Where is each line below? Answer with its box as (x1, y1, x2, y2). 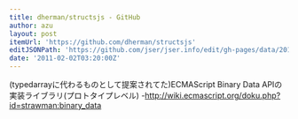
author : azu (9, 21, 53, 30)
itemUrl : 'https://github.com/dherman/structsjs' (9, 37, 197, 47)
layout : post (9, 29, 58, 38)
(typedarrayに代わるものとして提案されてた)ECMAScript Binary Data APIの (9, 79, 283, 89)
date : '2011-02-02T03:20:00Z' (9, 54, 122, 63)
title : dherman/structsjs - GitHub (9, 12, 141, 22)
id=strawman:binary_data (9, 100, 102, 110)
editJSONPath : (9, 46, 62, 55)
